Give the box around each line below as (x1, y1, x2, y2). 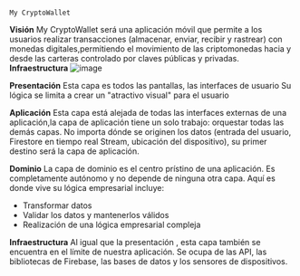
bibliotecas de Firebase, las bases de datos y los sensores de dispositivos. (9, 256, 288, 267)
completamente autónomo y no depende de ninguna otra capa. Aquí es (9, 173, 276, 184)
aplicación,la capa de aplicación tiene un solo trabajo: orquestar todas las (9, 117, 285, 128)
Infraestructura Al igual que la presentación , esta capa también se (9, 237, 261, 247)
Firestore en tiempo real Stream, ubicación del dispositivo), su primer (9, 137, 267, 147)
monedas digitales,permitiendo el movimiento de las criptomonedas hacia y (9, 43, 292, 54)
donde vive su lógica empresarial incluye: (9, 183, 165, 193)
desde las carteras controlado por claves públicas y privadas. (9, 53, 240, 63)
